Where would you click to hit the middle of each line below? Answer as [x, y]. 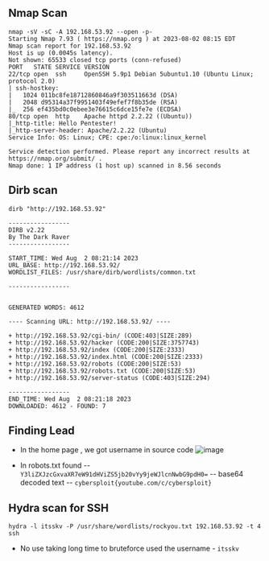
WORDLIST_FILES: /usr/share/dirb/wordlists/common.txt [102, 272]
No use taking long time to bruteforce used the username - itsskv [129, 549]
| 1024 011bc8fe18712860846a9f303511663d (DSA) [93, 95]
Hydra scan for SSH [58, 507]
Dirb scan [33, 190]
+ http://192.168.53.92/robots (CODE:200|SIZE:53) [95, 364]
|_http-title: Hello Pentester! [62, 123]
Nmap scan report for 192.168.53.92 [70, 46]
